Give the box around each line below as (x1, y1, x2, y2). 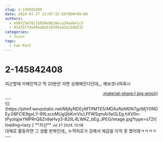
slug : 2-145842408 (5, 7, 42, 12)
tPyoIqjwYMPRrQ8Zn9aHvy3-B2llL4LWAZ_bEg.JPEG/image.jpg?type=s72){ (5, 116, 157, 122)
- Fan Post (9, 43, 32, 48)
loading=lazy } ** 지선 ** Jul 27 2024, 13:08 (5, 122, 83, 127)
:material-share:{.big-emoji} (102, 90, 158, 96)
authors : (5, 16, 23, 21)
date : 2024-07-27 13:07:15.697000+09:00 (5, 12, 88, 16)
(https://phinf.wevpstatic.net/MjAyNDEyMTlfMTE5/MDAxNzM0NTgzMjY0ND (5, 106, 158, 111)
